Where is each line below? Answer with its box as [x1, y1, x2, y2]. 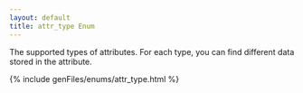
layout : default [9, 13, 71, 23]
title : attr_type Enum [9, 22, 95, 31]
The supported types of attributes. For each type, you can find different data [9, 46, 295, 57]
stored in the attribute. [9, 56, 92, 67]
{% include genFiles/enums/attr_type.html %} [9, 73, 180, 84]
